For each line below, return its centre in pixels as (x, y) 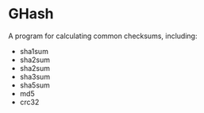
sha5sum (35, 85)
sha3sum (35, 76)
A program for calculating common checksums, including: (103, 36)
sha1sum (34, 51)
